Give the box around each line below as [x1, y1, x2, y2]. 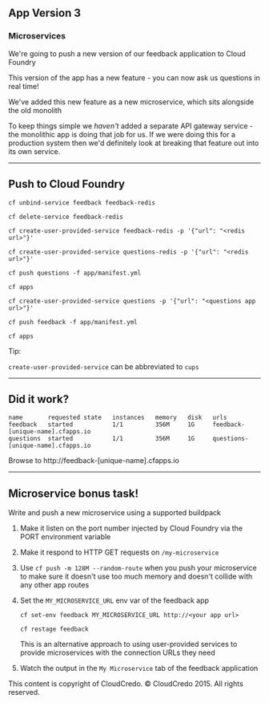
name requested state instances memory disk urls [8, 413, 227, 422]
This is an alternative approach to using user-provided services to [19, 640, 238, 649]
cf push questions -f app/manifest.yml [8, 269, 142, 277]
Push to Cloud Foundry [8, 177, 126, 191]
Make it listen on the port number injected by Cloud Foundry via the [19, 523, 243, 533]
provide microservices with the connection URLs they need [19, 648, 215, 657]
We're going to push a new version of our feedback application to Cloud [8, 48, 246, 59]
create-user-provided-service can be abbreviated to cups [8, 361, 199, 372]
